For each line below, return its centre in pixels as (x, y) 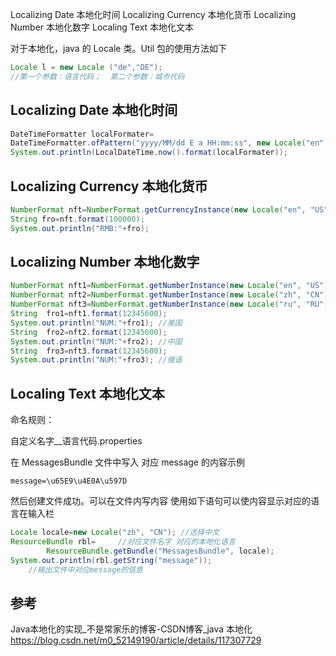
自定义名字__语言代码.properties (76, 441)
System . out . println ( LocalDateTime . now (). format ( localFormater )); (149, 153)
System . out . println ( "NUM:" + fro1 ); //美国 (96, 323)
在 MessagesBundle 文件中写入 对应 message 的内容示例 (127, 462)
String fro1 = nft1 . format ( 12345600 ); (89, 314)
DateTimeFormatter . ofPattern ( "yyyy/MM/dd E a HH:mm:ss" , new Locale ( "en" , (169, 143)
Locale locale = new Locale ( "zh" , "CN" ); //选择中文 (115, 533)
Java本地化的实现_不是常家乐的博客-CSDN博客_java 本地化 (131, 629)
